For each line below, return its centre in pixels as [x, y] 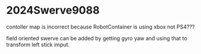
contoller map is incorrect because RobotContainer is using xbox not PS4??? [101, 27]
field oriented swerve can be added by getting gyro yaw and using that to [97, 38]
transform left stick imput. [38, 45]
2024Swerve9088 [53, 10]
